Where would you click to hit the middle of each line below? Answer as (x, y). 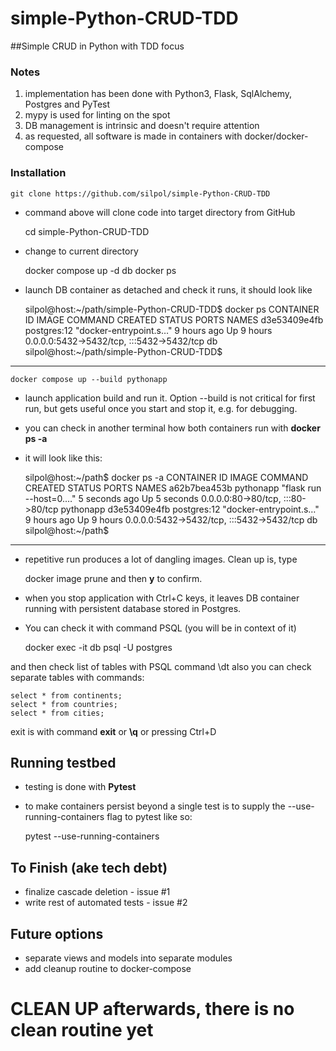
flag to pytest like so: (149, 817)
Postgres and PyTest (67, 104)
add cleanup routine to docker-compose (108, 968)
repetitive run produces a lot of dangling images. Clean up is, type (161, 559)
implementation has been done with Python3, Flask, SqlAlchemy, (158, 94)
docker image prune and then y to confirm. (113, 578)
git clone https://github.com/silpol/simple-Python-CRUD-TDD (140, 193)
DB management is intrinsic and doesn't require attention (142, 126)
